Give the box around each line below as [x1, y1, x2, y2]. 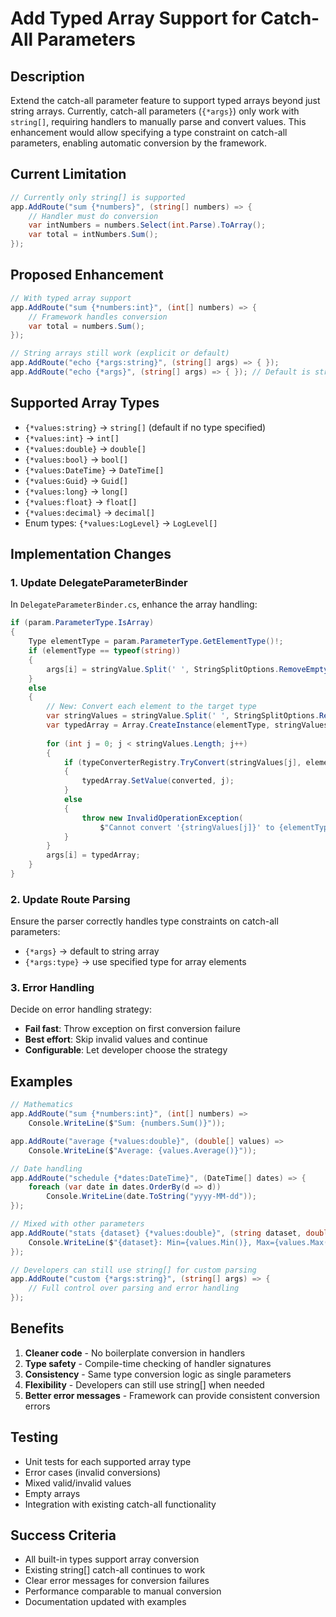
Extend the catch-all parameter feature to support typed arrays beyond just [10, 95, 321, 106]
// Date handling [10, 1163, 83, 1174]
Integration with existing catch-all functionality [24, 1498, 217, 1510]
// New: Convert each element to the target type [46, 702, 257, 712]
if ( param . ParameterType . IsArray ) [10, 618, 155, 628]
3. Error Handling [10, 981, 95, 995]
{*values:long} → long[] [24, 485, 129, 497]
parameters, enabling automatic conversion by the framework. [10, 137, 268, 149]
